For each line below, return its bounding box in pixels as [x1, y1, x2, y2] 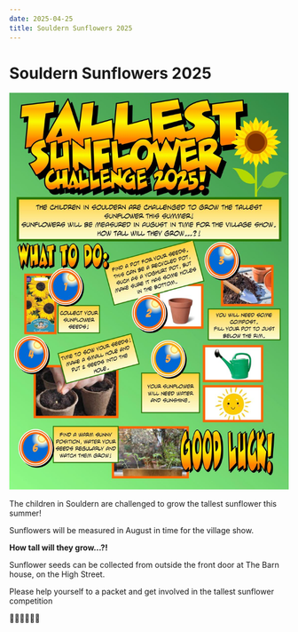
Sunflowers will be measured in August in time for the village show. [9, 525, 255, 536]
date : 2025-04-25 [9, 14, 74, 23]
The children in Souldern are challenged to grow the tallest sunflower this [9, 499, 278, 509]
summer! [9, 508, 42, 519]
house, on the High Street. [9, 569, 106, 580]
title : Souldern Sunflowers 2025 [9, 23, 133, 33]
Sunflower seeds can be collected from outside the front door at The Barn [9, 560, 279, 571]
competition [9, 596, 53, 606]
